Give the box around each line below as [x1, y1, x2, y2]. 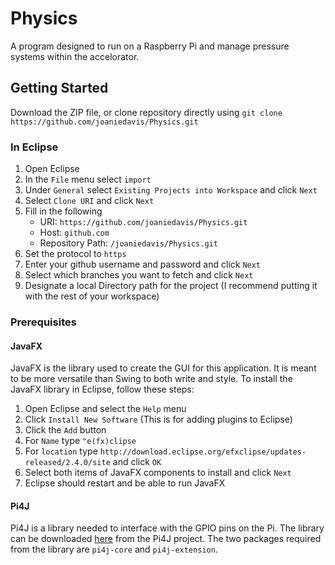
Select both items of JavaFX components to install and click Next [24, 467, 292, 479]
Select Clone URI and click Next [24, 195, 155, 207]
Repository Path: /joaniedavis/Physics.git [39, 237, 218, 249]
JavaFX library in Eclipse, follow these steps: [10, 383, 195, 396]
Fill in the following [24, 205, 103, 217]
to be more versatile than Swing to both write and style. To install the [10, 373, 293, 385]
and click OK [112, 456, 162, 468]
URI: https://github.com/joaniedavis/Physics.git [39, 216, 248, 228]
